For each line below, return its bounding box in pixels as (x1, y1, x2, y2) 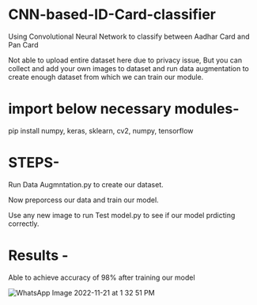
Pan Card (8, 40, 39, 49)
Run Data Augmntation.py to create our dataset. (8, 179, 164, 189)
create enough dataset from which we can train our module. (8, 72, 204, 81)
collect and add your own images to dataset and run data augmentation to (8, 63, 249, 73)
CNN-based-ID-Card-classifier (8, 6, 216, 24)
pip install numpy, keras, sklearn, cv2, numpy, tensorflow (8, 126, 194, 135)
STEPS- (8, 154, 60, 171)
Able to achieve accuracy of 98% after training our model (8, 273, 195, 282)
